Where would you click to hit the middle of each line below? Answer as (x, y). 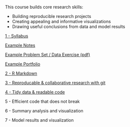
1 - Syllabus (16, 36)
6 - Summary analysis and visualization (44, 111)
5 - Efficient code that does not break (42, 101)
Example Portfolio (23, 64)
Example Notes (20, 45)
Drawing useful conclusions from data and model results (68, 27)
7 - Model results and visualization (40, 120)
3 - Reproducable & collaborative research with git (55, 83)
